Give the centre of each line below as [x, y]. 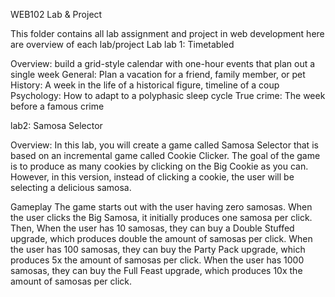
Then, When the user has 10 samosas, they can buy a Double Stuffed [152, 228]
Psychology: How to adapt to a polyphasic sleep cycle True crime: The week [168, 95]
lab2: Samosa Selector [56, 125]
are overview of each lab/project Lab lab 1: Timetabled [122, 44]
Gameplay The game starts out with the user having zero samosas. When [161, 207]
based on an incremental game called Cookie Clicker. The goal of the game [165, 155]
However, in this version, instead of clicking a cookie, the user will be [152, 177]
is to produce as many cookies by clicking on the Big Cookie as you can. [159, 166]
